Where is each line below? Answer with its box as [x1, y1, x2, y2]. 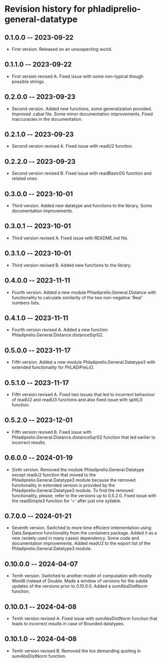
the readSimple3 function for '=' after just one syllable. [11, 498, 121, 504]
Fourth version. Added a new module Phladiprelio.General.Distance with [11, 289, 157, 295]
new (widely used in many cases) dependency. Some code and [11, 535, 140, 541]
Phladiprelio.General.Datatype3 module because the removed [11, 477, 136, 483]
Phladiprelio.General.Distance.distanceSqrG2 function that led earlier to [11, 434, 156, 440]
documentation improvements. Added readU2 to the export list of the [11, 540, 151, 546]
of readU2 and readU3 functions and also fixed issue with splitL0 [11, 397, 142, 402]
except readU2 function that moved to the [11, 472, 96, 478]
